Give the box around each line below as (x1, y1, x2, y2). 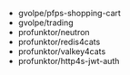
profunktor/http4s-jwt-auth (17, 56, 120, 66)
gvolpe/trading (17, 17, 75, 28)
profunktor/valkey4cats (17, 46, 106, 57)
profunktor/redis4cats (17, 36, 101, 47)
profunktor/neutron (17, 27, 90, 37)
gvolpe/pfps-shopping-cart (17, 8, 121, 18)
